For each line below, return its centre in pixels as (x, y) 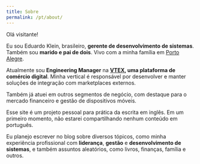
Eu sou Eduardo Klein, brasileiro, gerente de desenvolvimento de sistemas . (100, 46)
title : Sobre (22, 12)
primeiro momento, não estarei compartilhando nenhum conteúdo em (92, 118)
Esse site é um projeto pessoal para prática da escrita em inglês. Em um (95, 112)
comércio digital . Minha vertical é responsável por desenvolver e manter (96, 76)
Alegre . (15, 58)
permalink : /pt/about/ (34, 17)
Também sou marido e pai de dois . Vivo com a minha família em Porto (93, 52)
